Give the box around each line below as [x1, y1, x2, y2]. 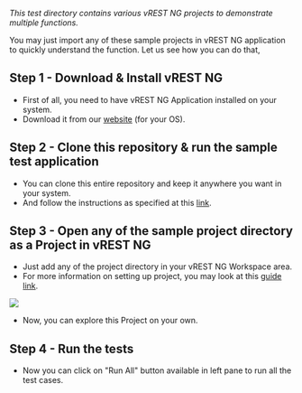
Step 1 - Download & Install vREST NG [9, 70, 224, 86]
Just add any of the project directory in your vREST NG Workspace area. [22, 261, 293, 272]
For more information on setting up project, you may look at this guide [22, 271, 282, 282]
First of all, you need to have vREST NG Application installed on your [22, 94, 277, 105]
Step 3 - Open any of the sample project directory [9, 223, 293, 239]
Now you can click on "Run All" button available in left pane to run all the [22, 365, 292, 376]
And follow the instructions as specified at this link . [22, 197, 212, 208]
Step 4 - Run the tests [9, 341, 134, 356]
